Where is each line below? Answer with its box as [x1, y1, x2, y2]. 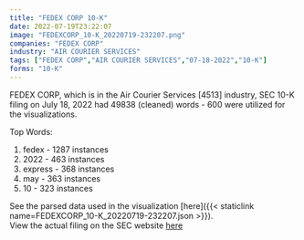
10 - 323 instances [22, 183, 93, 193]
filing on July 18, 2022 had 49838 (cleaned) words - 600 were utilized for [9, 99, 286, 110]
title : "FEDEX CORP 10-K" [9, 13, 108, 23]
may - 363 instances [22, 172, 101, 183]
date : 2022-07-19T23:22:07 [9, 22, 112, 31]
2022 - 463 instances [22, 153, 105, 164]
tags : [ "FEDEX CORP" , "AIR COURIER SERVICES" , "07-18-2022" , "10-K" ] [9, 56, 267, 65]
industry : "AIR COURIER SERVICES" [9, 47, 142, 57]
